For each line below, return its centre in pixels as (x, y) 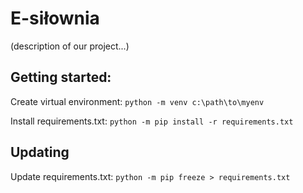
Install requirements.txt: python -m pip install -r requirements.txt (152, 121)
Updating (40, 152)
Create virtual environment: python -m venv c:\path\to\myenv (137, 101)
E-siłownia (55, 18)
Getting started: (61, 77)
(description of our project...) (70, 46)
